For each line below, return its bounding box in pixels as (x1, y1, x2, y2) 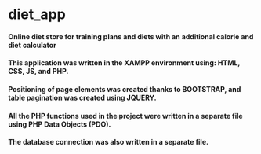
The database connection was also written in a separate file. (8, 137, 209, 147)
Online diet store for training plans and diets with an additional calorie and (8, 31, 254, 41)
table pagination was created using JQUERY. (8, 93, 157, 102)
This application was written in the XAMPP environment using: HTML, (8, 58, 241, 68)
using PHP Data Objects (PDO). (8, 119, 111, 129)
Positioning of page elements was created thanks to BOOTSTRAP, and (8, 84, 241, 93)
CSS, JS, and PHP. (8, 67, 69, 76)
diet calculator (8, 40, 56, 49)
